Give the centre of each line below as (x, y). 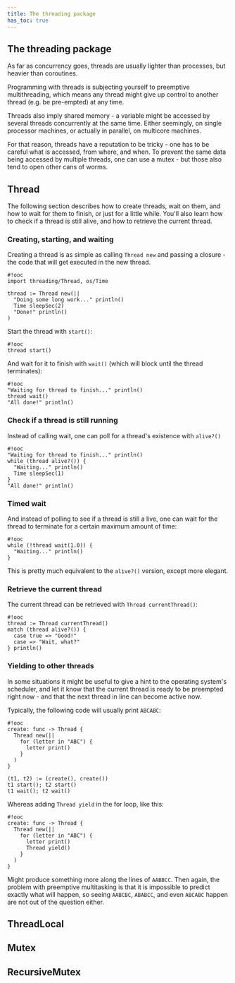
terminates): (25, 371)
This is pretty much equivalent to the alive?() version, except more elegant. (118, 571)
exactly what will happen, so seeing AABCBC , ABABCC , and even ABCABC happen (118, 894)
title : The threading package (52, 14)
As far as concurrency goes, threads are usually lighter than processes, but (116, 66)
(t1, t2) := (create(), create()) (58, 778)
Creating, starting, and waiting (61, 239)
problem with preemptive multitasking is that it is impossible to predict (109, 887)
